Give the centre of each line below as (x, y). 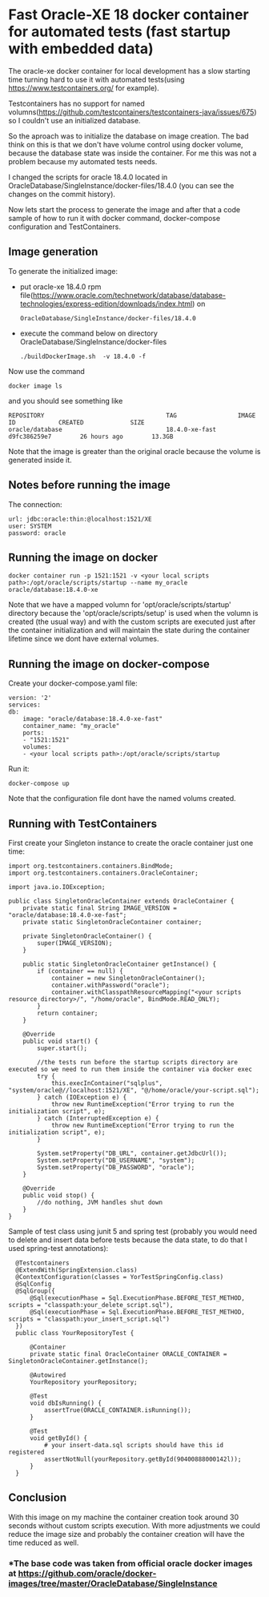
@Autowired (48, 1375)
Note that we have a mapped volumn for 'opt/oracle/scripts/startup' (120, 605)
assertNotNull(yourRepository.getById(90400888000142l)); (143, 1459)
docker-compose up (39, 784)
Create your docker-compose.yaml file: (73, 683)
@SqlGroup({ (36, 1291)
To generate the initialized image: (63, 271)
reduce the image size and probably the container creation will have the (126, 1534)
